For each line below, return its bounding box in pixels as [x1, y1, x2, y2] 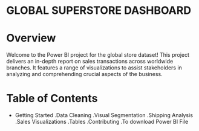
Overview [6, 31, 56, 45]
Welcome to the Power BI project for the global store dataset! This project [6, 51, 189, 59]
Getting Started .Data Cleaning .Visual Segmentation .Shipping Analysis [15, 112, 194, 119]
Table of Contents [6, 92, 98, 106]
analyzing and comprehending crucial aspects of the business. [6, 71, 163, 78]
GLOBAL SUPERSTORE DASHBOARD [6, 4, 192, 18]
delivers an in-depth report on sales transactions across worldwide [6, 58, 174, 65]
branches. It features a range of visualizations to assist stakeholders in [6, 64, 183, 71]
